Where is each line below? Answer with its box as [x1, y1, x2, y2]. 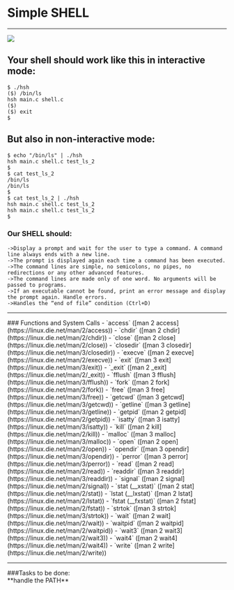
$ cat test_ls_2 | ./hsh [7, 194, 79, 202]
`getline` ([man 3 [119, 400, 167, 408]
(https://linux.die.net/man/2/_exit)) [7, 370, 106, 378]
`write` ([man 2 [114, 541, 157, 550]
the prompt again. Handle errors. [7, 293, 108, 301]
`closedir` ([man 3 [114, 341, 165, 349]
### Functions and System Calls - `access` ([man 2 [7, 318, 155, 327]
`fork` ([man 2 [114, 378, 155, 386]
